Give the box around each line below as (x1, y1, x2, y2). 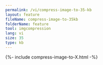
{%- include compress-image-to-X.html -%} (5, 54, 98, 60)
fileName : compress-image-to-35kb (5, 17, 79, 22)
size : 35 (5, 36, 24, 41)
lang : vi (5, 31, 24, 36)
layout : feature (5, 12, 40, 17)
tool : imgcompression (5, 26, 51, 31)
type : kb (5, 40, 24, 45)
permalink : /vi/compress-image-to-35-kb (5, 7, 92, 13)
